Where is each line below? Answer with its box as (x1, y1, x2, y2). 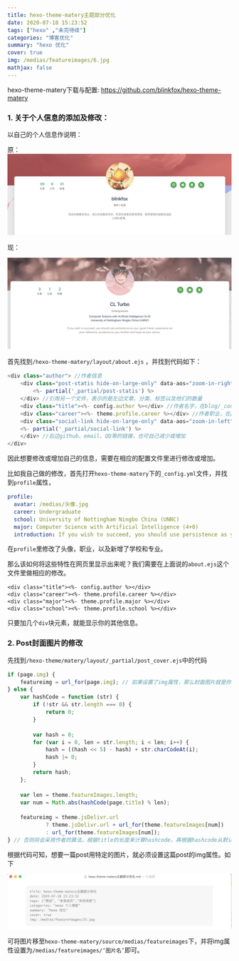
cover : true (7, 49, 43, 56)
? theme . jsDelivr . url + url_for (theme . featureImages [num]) (45, 821, 224, 829)
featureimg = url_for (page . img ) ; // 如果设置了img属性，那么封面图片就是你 (20, 678, 231, 686)
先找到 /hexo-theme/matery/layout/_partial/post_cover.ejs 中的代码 (7, 656, 208, 664)
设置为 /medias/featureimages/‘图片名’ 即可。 (13, 945, 144, 954)
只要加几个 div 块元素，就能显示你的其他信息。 (7, 619, 142, 627)
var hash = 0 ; (33, 731, 75, 738)
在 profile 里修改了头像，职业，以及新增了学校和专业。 (7, 544, 167, 553)
